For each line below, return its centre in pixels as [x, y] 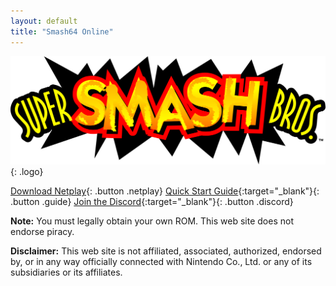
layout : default [44, 21]
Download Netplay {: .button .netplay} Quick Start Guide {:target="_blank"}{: [165, 191]
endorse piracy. [42, 232]
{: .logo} [27, 172]
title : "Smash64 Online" [62, 31]
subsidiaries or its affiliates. [66, 272]
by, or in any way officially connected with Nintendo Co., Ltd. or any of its [161, 262]
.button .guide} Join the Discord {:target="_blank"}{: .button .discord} [152, 202]
